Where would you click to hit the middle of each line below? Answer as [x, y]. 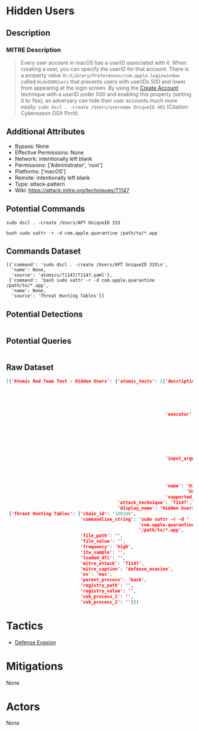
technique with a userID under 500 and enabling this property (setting [106, 94]
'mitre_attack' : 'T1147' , [112, 563]
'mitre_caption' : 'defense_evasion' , [127, 569]
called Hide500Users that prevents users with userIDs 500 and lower [103, 81]
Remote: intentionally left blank [52, 178]
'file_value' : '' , [103, 542]
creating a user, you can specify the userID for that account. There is [105, 69]
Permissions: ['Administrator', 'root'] [59, 165]
